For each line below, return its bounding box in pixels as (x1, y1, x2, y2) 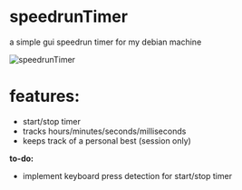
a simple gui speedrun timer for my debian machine (9, 36, 202, 47)
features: (9, 86, 80, 106)
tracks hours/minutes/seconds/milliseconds (22, 125, 187, 136)
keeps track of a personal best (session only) (22, 135, 192, 146)
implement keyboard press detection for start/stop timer (22, 170, 233, 181)
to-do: (9, 153, 34, 164)
